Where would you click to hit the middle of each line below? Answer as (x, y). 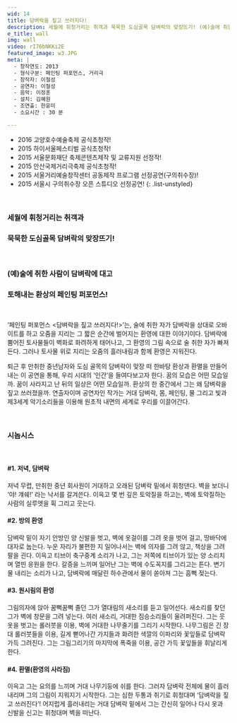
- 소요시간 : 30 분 (38, 112)
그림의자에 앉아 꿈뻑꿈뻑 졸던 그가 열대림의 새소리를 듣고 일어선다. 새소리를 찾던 (116, 608)
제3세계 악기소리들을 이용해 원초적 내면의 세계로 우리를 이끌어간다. (99, 402)
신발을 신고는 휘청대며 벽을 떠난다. (54, 713)
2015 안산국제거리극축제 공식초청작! (67, 166)
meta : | (19, 60)
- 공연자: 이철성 (35, 86)
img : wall (22, 40)
